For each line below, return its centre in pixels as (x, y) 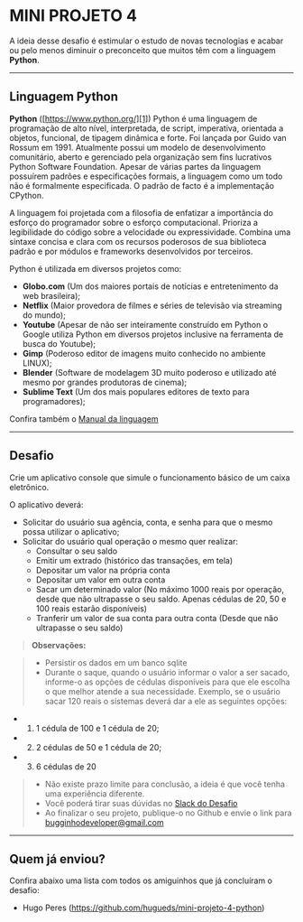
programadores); (54, 401)
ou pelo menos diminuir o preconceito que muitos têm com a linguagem (143, 50)
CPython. (27, 195)
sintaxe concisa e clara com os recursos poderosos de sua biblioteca (138, 241)
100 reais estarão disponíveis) (91, 608)
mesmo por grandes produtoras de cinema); (105, 382)
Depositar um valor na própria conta (103, 570)
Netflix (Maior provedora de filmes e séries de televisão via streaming (152, 305)
